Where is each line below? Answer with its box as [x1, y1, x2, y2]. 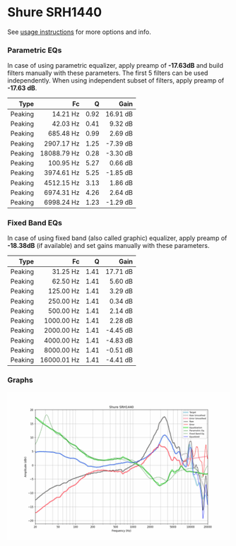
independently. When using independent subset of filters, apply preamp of [7, 76, 225, 85]
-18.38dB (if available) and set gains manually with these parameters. [7, 242, 210, 250]
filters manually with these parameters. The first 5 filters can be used [7, 69, 208, 78]
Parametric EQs [7, 45, 62, 55]
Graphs [7, 375, 33, 385]
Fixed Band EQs [7, 218, 62, 227]
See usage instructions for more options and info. [7, 28, 152, 36]
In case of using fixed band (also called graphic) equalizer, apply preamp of [7, 234, 228, 242]
